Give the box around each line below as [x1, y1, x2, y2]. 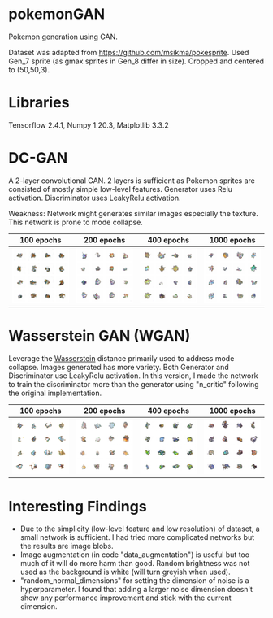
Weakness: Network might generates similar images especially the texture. [8, 208, 258, 218]
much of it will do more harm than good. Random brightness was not [19, 559, 250, 568]
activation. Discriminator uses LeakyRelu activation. [8, 193, 181, 202]
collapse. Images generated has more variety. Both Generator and [8, 362, 229, 372]
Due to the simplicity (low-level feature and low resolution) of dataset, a [19, 524, 260, 533]
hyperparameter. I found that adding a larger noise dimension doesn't [19, 585, 253, 594]
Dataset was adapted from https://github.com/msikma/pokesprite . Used [8, 47, 249, 57]
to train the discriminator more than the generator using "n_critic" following [8, 379, 259, 389]
